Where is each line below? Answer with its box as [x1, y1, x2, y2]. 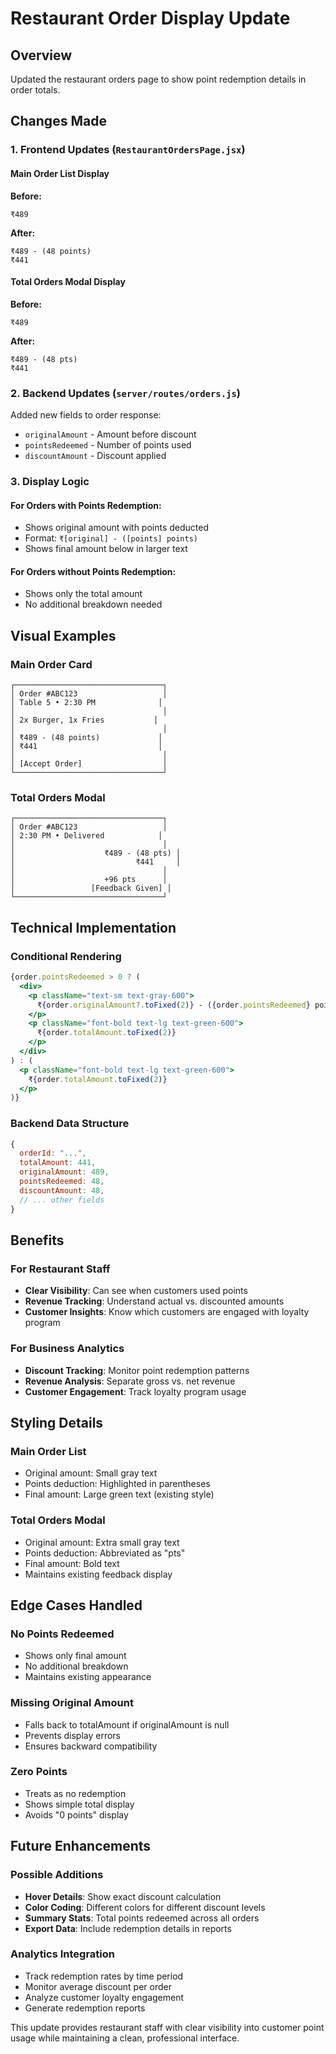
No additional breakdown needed [24, 598, 163, 611]
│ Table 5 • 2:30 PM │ [10, 698, 163, 708]
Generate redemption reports [24, 2002, 146, 2014]
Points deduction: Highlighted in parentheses [24, 1478, 211, 1490]
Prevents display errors [24, 1729, 121, 1741]
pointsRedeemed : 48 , [19, 1177, 105, 1187]
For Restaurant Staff [10, 1262, 111, 1276]
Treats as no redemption [24, 1787, 127, 1799]
